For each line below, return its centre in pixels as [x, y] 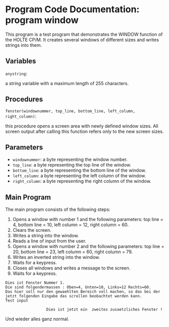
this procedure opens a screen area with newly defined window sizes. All [82, 126]
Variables [21, 61]
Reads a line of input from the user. [49, 241]
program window [42, 20]
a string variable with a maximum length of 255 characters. [67, 83]
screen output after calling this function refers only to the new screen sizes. [84, 131]
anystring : [16, 73]
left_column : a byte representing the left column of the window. [79, 176]
